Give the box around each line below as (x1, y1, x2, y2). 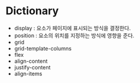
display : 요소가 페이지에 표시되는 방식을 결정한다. (14, 24, 131, 31)
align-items (14, 70, 42, 77)
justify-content (14, 63, 51, 71)
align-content (14, 58, 48, 65)
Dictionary (5, 4, 59, 18)
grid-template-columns (14, 44, 72, 52)
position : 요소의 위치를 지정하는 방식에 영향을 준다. (14, 31, 135, 39)
